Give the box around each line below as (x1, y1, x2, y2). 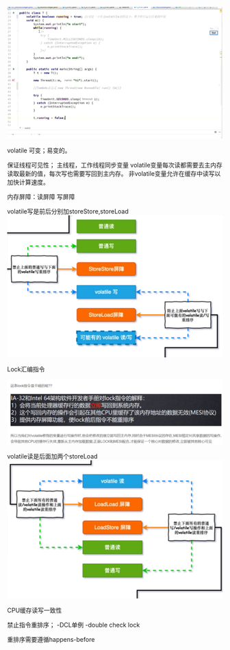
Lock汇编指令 (7, 364, 45, 373)
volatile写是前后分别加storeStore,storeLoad (7, 207, 129, 216)
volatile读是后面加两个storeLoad (7, 452, 98, 460)
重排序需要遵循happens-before (7, 635, 95, 643)
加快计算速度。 (7, 178, 49, 186)
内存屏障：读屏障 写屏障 (7, 192, 75, 200)
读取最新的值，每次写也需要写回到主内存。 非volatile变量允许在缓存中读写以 (7, 169, 221, 178)
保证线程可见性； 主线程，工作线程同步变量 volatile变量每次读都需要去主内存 (7, 161, 222, 169)
